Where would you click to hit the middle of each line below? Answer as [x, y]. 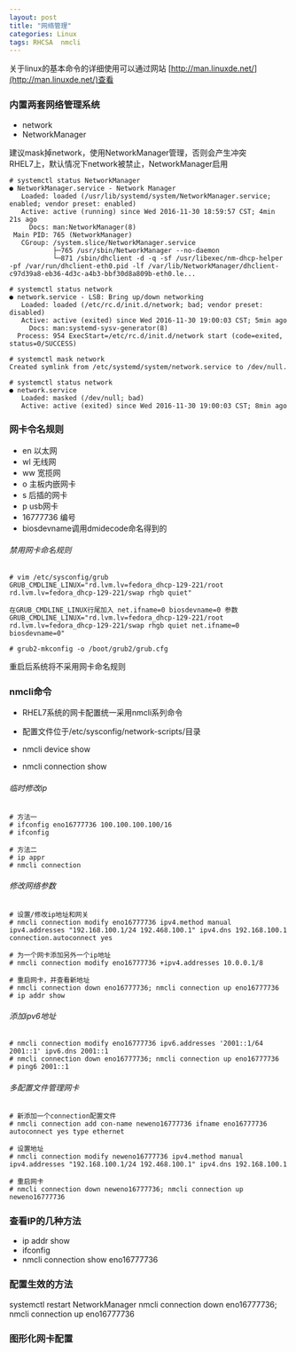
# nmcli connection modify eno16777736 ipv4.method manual [121, 922]
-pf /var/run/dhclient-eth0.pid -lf [77, 266]
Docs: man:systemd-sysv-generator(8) [98, 328]
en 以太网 [39, 450]
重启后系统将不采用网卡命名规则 [67, 667]
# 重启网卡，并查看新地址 [50, 980]
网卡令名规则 [37, 430]
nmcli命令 [31, 692]
